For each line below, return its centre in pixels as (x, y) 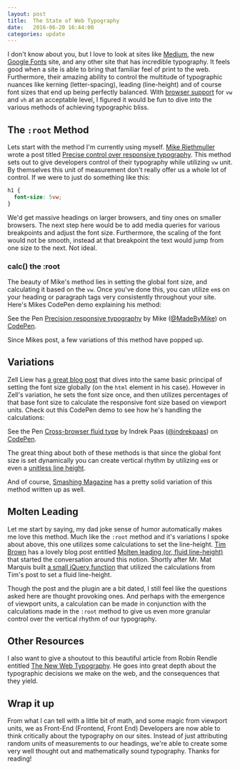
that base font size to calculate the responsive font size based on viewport (117, 402)
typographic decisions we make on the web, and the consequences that (114, 674)
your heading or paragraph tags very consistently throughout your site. (112, 296)
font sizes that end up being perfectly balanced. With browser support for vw (120, 92)
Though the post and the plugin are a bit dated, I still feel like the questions (117, 588)
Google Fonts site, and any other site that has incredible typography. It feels (119, 62)
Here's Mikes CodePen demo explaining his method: (85, 304)
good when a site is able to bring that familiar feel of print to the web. (109, 69)
